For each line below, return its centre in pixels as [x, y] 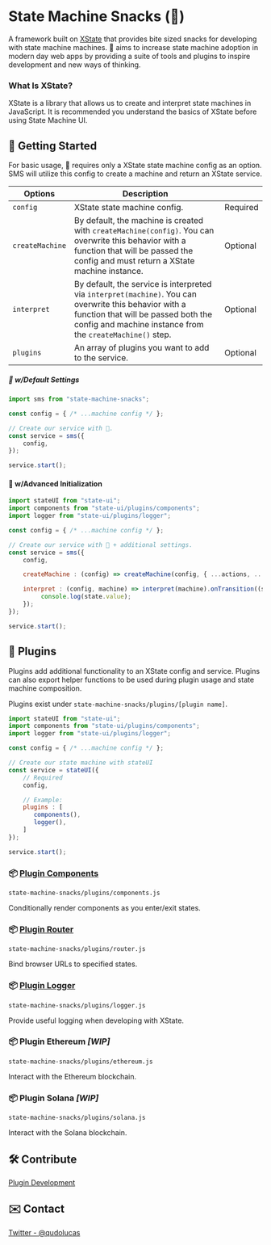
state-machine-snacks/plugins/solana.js [77, 1118]
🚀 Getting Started [53, 146]
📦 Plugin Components [54, 873]
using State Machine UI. [48, 120]
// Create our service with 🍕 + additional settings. [101, 545]
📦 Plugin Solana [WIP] [54, 1098]
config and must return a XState [134, 261]
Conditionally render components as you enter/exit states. [105, 907]
